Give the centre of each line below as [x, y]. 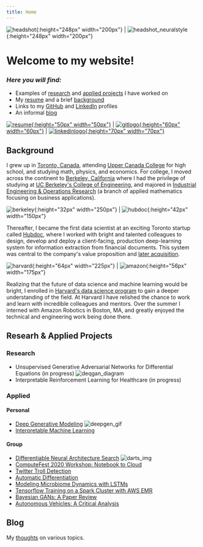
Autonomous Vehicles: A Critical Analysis [67, 504]
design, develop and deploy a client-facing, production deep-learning [94, 241]
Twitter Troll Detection [43, 471]
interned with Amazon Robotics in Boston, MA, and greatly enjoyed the [95, 310]
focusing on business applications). [51, 197]
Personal [18, 410]
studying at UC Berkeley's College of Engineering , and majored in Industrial [102, 184]
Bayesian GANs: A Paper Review [56, 497]
